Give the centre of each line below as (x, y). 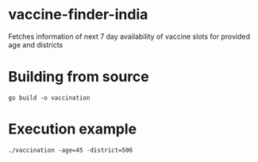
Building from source (79, 77)
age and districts (36, 44)
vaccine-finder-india (78, 15)
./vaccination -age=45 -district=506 (71, 150)
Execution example (73, 129)
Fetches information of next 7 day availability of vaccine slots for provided (129, 36)
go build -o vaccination (49, 98)
